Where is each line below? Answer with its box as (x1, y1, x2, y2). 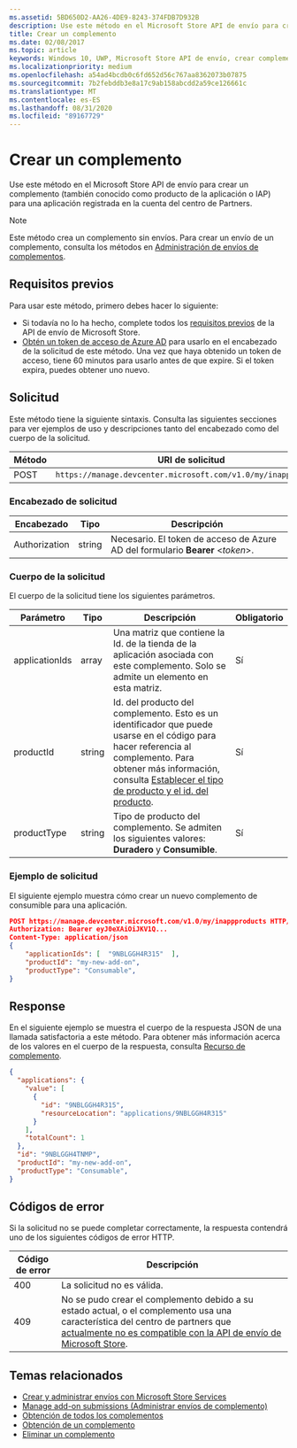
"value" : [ (25, 1084, 65, 1094)
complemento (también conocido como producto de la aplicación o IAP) (9, 189, 271, 199)
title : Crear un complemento (9, 29, 117, 38)
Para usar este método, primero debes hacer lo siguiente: (9, 300, 219, 311)
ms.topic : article (9, 46, 77, 55)
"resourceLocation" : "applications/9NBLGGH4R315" (41, 1109, 227, 1118)
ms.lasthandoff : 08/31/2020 (9, 104, 113, 112)
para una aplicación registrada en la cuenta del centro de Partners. (9, 198, 253, 209)
